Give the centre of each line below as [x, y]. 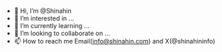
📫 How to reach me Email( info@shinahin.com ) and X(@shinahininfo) [115, 41]
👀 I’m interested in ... [44, 18]
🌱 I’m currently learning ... [52, 26]
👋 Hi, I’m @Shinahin [43, 11]
